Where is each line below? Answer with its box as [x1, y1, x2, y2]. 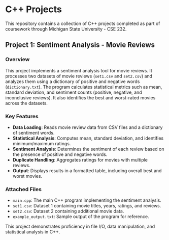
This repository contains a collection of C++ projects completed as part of [5, 20, 160, 26]
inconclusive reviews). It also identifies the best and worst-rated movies [5, 94, 156, 100]
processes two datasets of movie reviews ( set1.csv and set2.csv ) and [5, 73, 153, 79]
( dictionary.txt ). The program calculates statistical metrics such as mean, [5, 84, 162, 90]
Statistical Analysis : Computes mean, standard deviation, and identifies [12, 135, 164, 141]
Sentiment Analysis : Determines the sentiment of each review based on [12, 146, 164, 152]
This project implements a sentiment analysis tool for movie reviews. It [5, 67, 152, 73]
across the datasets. [5, 100, 48, 106]
